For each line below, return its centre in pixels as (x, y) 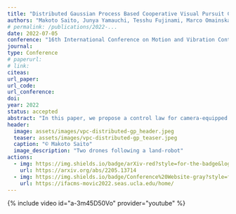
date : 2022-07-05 (33, 33)
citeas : (19, 72)
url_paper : (23, 79)
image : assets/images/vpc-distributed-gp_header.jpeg (94, 131)
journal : (20, 46)
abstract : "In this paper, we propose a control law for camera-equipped (118, 118)
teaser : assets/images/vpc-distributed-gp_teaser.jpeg (96, 138)
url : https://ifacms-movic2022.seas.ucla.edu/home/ (97, 183)
